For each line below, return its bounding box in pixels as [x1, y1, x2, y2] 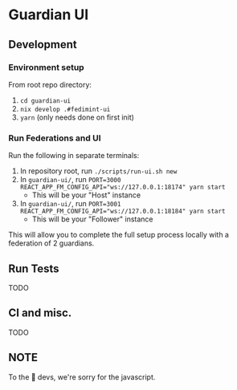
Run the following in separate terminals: [8, 151, 140, 160]
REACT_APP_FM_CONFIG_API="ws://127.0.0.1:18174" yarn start [19, 183, 226, 192]
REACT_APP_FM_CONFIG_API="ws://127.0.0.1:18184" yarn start [19, 207, 226, 216]
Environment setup [8, 62, 84, 73]
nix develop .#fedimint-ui [19, 105, 111, 113]
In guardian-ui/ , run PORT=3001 [19, 199, 121, 209]
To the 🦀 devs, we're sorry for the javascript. [8, 372, 156, 382]
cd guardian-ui [19, 96, 72, 105]
